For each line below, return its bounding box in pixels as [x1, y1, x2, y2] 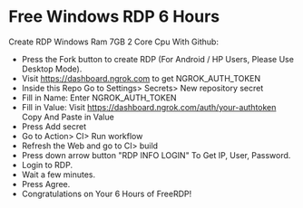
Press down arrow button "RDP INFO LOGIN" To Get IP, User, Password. [21, 149, 291, 160]
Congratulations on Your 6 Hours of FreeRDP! [21, 188, 192, 199]
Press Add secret [21, 120, 87, 132]
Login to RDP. [21, 159, 73, 170]
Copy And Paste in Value [21, 111, 114, 122]
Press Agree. [21, 178, 71, 189]
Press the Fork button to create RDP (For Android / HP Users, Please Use [21, 53, 294, 64]
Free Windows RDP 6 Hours [8, 6, 220, 27]
